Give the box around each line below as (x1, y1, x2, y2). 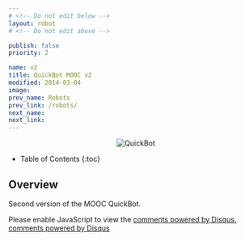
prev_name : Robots (8, 94, 70, 102)
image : (8, 86, 31, 94)
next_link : (8, 116, 45, 125)
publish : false (8, 41, 60, 49)
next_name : (8, 108, 45, 117)
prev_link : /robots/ (8, 101, 78, 109)
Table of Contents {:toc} (19, 154, 101, 164)
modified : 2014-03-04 (8, 78, 82, 87)
